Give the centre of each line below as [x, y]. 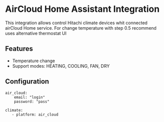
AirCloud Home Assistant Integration [82, 9]
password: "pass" [32, 102]
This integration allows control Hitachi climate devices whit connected [76, 23]
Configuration [27, 82]
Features [19, 49]
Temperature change [34, 61]
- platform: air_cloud [35, 115]
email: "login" [30, 97]
